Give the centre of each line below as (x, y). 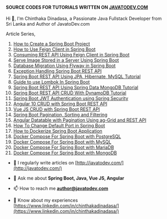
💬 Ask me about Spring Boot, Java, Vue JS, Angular (69, 178)
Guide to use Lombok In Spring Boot (51, 82)
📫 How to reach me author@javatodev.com (61, 188)
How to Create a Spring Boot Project (51, 44)
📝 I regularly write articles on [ (45, 163)
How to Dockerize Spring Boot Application (58, 131)
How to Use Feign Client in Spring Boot (54, 49)
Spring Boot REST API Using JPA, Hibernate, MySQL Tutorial (77, 76)
